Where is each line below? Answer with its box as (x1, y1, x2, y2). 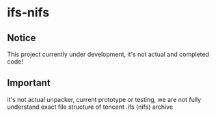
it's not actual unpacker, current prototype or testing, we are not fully (7, 95, 202, 103)
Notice (7, 32, 36, 44)
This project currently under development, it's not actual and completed (7, 50, 210, 58)
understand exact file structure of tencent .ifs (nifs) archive (7, 103, 174, 111)
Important (7, 77, 51, 89)
